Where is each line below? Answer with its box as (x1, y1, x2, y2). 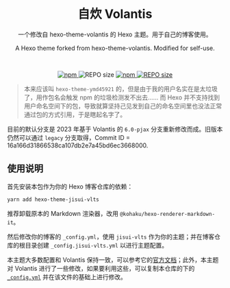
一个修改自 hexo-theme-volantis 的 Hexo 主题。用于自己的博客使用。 (18, 30, 212, 38)
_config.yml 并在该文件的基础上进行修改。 (7, 272, 127, 281)
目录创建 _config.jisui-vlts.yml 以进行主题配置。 (25, 241, 168, 249)
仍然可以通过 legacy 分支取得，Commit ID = (7, 133, 130, 141)
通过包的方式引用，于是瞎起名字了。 (23, 110, 127, 119)
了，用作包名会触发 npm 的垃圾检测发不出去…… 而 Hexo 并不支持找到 (23, 93, 220, 101)
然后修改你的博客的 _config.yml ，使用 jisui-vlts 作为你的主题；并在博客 (7, 232, 215, 241)
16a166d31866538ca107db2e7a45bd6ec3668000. (7, 141, 149, 149)
